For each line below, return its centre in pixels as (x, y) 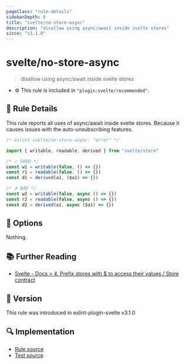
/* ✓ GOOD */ (23, 161)
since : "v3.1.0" (26, 34)
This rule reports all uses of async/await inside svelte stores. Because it (93, 123)
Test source (29, 355)
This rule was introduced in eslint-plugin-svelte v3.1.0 (71, 313)
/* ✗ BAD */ (21, 188)
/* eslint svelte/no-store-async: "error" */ (63, 140)
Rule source (29, 349)
